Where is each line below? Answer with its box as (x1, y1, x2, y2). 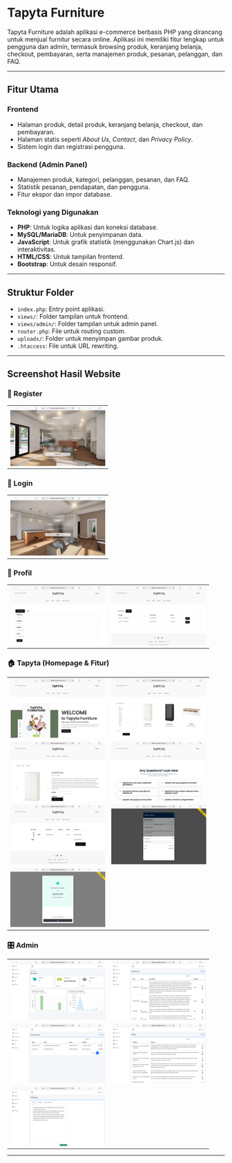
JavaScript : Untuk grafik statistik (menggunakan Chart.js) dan (17, 238, 195, 247)
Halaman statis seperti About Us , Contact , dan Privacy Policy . (17, 135, 193, 143)
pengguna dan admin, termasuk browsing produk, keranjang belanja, (7, 42, 203, 51)
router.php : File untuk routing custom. (17, 327, 126, 335)
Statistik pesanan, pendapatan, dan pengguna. (17, 182, 151, 191)
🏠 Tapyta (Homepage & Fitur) (7, 658, 110, 668)
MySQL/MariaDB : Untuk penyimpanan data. (17, 231, 144, 239)
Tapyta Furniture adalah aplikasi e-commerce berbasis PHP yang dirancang (7, 28, 222, 36)
